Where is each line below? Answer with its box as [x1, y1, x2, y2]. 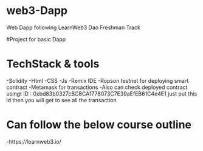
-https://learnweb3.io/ [6, 138, 62, 145]
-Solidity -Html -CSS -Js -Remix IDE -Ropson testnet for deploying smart [6, 77, 189, 84]
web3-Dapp [6, 4, 68, 18]
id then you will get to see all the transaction [6, 96, 117, 104]
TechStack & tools [6, 57, 100, 71]
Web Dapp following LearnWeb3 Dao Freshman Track [6, 24, 141, 31]
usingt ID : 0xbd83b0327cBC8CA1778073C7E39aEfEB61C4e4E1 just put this [6, 90, 198, 97]
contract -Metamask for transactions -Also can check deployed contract [6, 83, 188, 91]
